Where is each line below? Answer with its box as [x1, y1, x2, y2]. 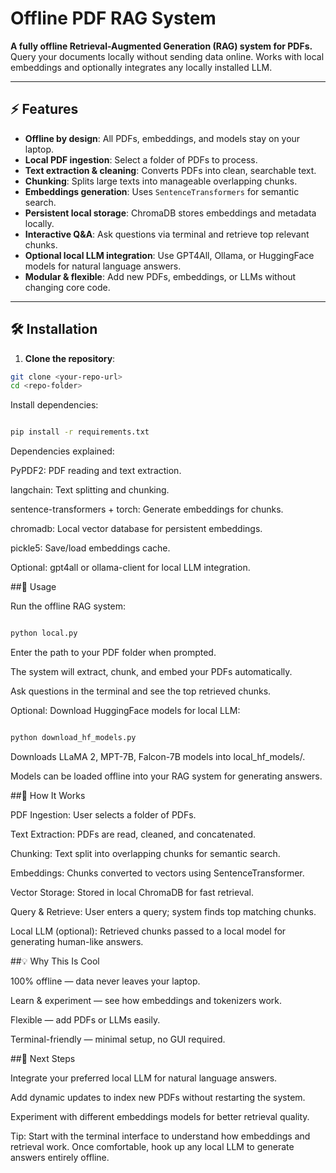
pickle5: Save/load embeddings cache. [10, 542, 171, 554]
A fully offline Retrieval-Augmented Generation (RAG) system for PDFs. [10, 40, 313, 52]
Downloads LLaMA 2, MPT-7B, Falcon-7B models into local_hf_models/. [10, 750, 306, 762]
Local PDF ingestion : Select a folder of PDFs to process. [24, 153, 258, 166]
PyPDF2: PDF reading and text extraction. [10, 465, 182, 477]
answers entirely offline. [10, 1151, 110, 1163]
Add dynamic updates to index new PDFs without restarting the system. [10, 1091, 306, 1103]
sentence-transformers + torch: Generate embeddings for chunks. [10, 503, 284, 516]
